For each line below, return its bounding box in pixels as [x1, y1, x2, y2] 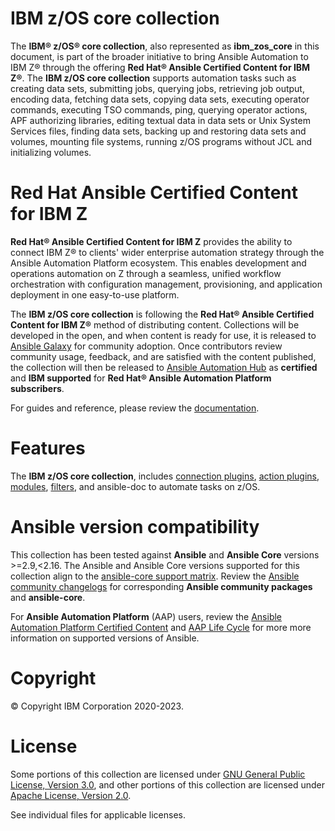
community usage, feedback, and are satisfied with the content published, [10, 350, 317, 362]
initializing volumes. [10, 146, 92, 158]
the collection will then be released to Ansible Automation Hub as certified [10, 361, 318, 373]
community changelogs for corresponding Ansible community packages [10, 580, 313, 592]
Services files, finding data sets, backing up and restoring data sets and [10, 125, 307, 137]
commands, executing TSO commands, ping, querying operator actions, [10, 103, 308, 116]
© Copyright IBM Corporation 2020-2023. [10, 700, 184, 712]
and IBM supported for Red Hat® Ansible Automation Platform [10, 372, 272, 384]
